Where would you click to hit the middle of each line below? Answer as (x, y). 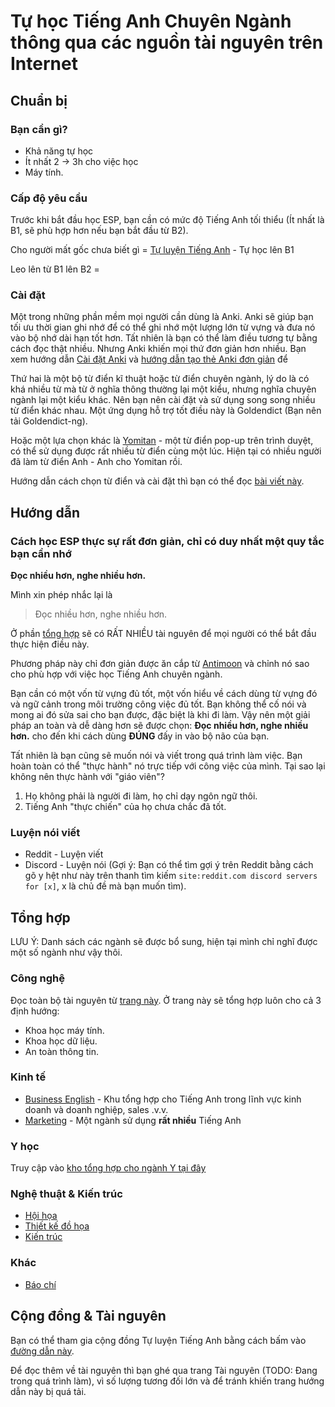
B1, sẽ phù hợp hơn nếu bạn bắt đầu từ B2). (99, 231)
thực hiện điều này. (50, 644)
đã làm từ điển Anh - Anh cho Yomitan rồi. (96, 462)
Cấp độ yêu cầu (49, 198)
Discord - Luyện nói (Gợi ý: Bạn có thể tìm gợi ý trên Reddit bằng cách (169, 865)
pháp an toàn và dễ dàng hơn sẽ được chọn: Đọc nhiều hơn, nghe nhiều (159, 726)
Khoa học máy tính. (64, 1030)
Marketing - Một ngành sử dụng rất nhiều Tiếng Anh (133, 1120)
